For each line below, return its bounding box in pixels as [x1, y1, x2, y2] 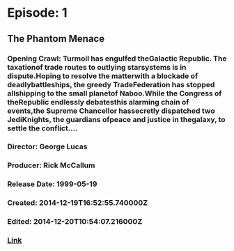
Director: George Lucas [7, 142, 88, 151]
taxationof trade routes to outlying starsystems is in [7, 62, 187, 72]
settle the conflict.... [7, 123, 78, 133]
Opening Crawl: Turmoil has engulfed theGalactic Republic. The [7, 54, 227, 63]
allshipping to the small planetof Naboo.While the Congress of [7, 89, 222, 98]
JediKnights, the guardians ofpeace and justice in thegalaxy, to [7, 114, 226, 124]
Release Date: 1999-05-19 [7, 179, 97, 189]
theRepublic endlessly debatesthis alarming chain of [7, 97, 189, 107]
